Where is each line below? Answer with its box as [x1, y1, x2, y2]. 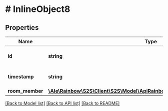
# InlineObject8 [5, 3, 70, 15]
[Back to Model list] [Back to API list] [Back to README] [5, 101, 120, 106]
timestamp [7, 73, 34, 80]
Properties [5, 23, 39, 32]
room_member [7, 88, 43, 94]
